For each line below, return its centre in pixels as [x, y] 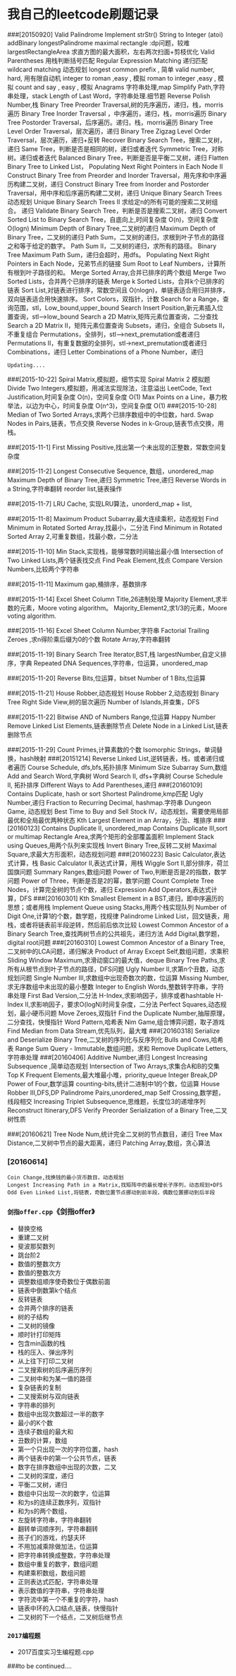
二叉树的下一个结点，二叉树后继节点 [70, 1617]
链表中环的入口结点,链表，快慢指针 [68, 1608]
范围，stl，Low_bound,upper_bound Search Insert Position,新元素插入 [115, 307]
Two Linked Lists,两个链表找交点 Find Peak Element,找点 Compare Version [115, 560]
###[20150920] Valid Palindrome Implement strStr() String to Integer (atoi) [115, 34]
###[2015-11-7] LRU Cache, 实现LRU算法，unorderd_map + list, [100, 504]
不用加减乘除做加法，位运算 [58, 1546]
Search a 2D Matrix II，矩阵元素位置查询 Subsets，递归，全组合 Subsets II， [118, 325]
